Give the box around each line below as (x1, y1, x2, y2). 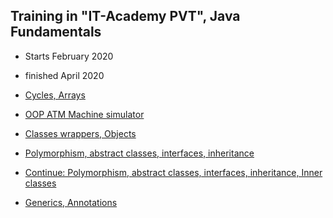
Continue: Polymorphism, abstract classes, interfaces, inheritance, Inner (24, 166, 323, 178)
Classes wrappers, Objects (24, 127, 137, 139)
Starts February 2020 (24, 50, 114, 62)
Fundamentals (10, 24, 102, 41)
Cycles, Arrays (24, 89, 86, 101)
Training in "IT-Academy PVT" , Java (10, 8, 241, 25)
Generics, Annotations (24, 196, 118, 208)
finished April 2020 (24, 69, 105, 81)
